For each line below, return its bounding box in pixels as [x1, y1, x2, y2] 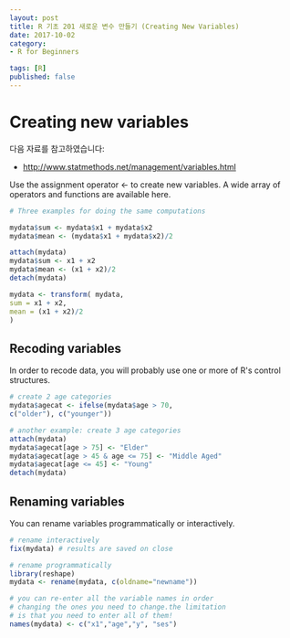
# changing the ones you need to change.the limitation [9, 602, 226, 612]
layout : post [9, 13, 59, 23]
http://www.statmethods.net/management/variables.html [22, 161, 237, 172]
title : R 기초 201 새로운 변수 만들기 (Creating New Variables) [9, 22, 240, 31]
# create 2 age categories [9, 392, 112, 402]
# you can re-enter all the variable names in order [9, 594, 214, 603]
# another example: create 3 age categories [9, 426, 181, 435]
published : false [9, 72, 76, 82]
